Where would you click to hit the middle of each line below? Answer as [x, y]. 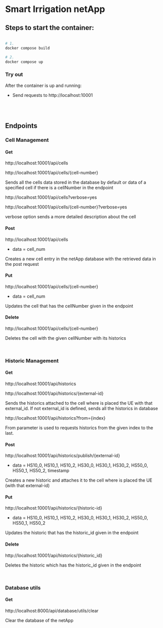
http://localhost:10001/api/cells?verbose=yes [51, 197]
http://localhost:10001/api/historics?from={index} [55, 418]
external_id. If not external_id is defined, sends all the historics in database [81, 409]
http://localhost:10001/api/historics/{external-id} [54, 394]
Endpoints [21, 126]
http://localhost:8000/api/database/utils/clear [52, 611]
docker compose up [24, 62]
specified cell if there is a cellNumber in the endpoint [59, 188]
